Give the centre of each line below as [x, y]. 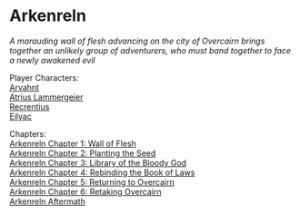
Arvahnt [24, 87]
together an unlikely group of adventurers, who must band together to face [150, 50]
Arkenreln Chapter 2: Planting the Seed [83, 153]
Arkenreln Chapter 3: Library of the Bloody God [98, 162]
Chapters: [28, 133]
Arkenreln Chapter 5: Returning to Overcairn [92, 181]
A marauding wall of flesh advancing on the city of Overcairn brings [137, 41]
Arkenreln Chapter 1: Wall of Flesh [73, 143]
